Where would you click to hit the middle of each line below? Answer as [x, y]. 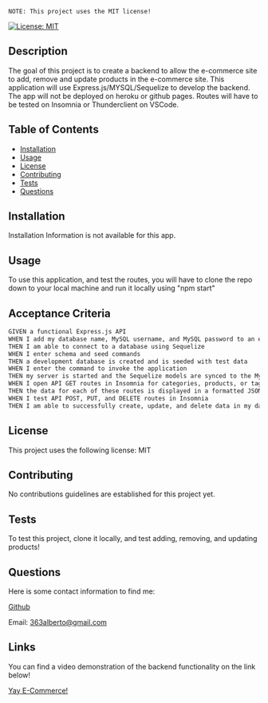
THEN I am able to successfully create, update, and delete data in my [130, 406]
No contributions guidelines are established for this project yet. [112, 494]
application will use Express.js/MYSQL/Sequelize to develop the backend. [129, 87]
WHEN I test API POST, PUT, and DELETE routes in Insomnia [108, 398]
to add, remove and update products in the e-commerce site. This [116, 79]
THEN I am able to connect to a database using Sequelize [106, 346]
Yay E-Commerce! [38, 690]
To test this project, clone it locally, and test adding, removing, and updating [133, 539]
